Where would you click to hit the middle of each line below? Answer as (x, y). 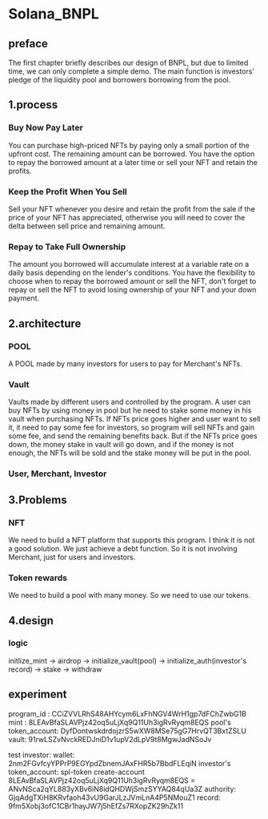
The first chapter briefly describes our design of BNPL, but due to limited (128, 63)
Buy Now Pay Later (46, 127)
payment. (24, 298)
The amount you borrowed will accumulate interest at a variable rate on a (129, 264)
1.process (33, 105)
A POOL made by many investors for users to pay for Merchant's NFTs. (125, 363)
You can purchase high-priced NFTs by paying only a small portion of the (129, 145)
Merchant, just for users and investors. (72, 557)
